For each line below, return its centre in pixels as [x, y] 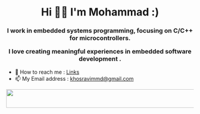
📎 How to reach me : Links [47, 72]
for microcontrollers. [100, 38]
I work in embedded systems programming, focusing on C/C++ [100, 31]
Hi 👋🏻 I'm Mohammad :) [100, 12]
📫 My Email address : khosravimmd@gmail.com [74, 78]
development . [100, 59]
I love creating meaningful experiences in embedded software [100, 52]
